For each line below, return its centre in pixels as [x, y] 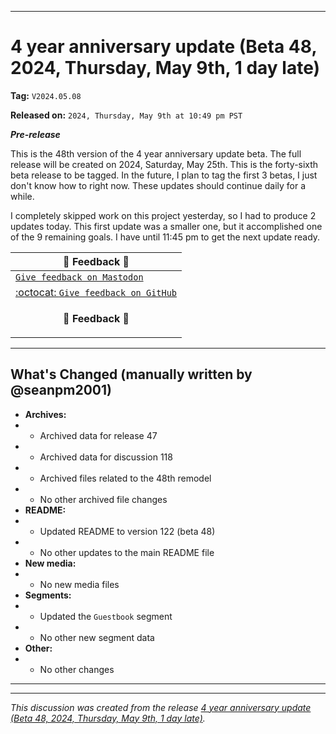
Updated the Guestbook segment [106, 616]
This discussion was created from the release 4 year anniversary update [161, 707]
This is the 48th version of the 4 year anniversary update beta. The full [156, 153]
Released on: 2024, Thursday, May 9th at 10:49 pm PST [126, 115]
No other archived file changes [103, 499]
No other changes [77, 669]
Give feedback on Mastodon [79, 277]
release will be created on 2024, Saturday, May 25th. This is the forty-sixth [164, 164]
